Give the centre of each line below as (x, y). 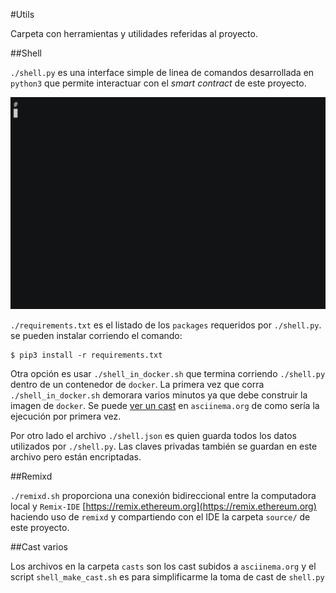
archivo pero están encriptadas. (76, 456)
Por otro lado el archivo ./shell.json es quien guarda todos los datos (153, 435)
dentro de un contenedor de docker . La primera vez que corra (137, 384)
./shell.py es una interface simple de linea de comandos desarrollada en (162, 72)
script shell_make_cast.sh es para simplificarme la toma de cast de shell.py (167, 576)
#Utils (22, 14)
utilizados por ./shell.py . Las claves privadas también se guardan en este (164, 446)
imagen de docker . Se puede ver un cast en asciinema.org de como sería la (165, 405)
